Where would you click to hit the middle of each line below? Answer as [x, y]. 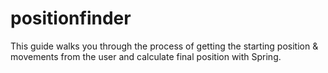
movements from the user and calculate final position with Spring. [146, 56]
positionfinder [71, 18]
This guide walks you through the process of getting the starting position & [164, 46]
